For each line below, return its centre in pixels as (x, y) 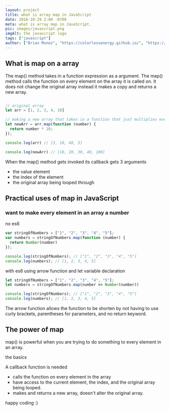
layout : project (22, 10)
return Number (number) (34, 243)
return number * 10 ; (31, 129)
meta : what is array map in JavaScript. (49, 24)
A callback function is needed (36, 367)
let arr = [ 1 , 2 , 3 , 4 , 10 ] (35, 110)
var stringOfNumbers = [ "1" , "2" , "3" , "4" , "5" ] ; (60, 233)
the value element (31, 172)
